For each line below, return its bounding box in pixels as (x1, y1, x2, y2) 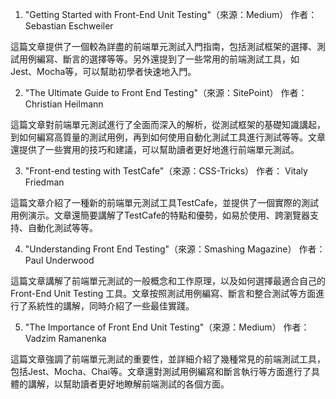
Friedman (24, 176, 65, 188)
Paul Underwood (24, 254, 95, 266)
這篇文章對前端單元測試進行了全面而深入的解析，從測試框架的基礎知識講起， (10, 119, 326, 130)
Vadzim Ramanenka (24, 333, 107, 344)
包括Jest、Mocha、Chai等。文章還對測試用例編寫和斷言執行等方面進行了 (10, 366, 312, 377)
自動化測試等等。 (27, 222, 98, 233)
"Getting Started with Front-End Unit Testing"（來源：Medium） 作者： (24, 9, 318, 20)
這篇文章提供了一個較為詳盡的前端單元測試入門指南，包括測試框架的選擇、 (10, 41, 317, 52)
